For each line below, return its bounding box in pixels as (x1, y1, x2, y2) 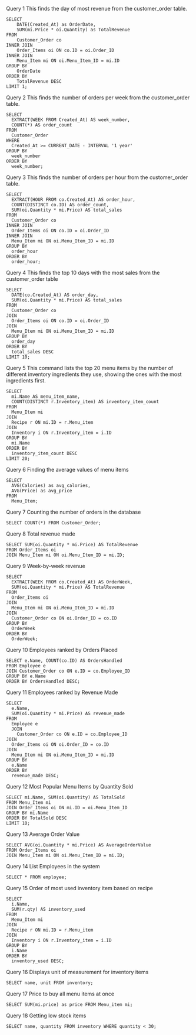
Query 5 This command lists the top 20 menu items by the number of (6, 365, 174, 371)
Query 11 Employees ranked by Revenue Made (6, 689, 118, 696)
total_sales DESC (11, 349, 54, 355)
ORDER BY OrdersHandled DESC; (6, 679, 81, 684)
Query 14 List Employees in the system (6, 863, 100, 869)
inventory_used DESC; (11, 958, 65, 964)
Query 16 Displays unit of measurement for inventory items (6, 969, 149, 975)
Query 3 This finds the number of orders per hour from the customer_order (6, 174, 188, 181)
